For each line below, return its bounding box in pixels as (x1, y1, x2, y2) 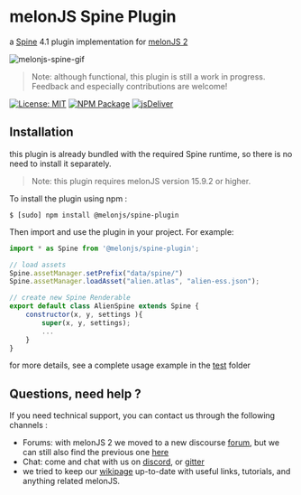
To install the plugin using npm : (9, 192, 128, 204)
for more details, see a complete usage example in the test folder (9, 360, 251, 371)
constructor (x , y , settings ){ (25, 310, 143, 319)
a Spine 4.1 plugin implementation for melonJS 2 (9, 36, 188, 47)
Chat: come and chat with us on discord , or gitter (22, 456, 205, 467)
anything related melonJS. (22, 476, 120, 487)
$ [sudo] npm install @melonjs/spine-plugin (9, 210, 179, 219)
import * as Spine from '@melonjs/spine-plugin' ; (9, 244, 200, 253)
